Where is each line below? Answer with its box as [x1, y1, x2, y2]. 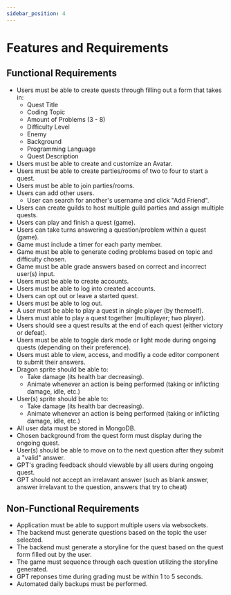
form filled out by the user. [16, 551, 93, 559]
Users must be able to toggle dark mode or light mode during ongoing [16, 336, 216, 344]
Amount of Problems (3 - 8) [26, 115, 106, 123]
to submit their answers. [16, 358, 86, 366]
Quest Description [26, 152, 79, 160]
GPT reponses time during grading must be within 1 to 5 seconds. [16, 572, 203, 581]
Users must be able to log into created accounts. [16, 284, 156, 293]
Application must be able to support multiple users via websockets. [16, 521, 208, 529]
